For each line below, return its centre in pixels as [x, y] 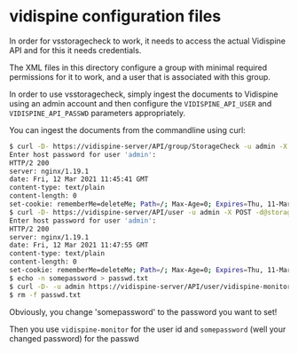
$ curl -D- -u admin [47, 286]
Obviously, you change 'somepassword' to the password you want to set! [143, 311]
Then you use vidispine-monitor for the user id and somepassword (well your [148, 329]
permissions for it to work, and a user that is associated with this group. [140, 76]
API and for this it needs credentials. [75, 50]
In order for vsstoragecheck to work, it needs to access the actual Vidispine [148, 41]
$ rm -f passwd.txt [45, 294]
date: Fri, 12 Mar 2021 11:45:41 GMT [79, 179]
